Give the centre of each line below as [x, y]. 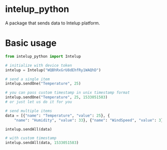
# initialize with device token [39, 65]
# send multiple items [29, 111]
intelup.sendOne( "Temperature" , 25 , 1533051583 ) [56, 97]
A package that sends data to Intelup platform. [53, 23]
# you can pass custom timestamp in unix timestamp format [68, 93]
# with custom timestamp [31, 138]
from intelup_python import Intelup [43, 56]
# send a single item [28, 79]
